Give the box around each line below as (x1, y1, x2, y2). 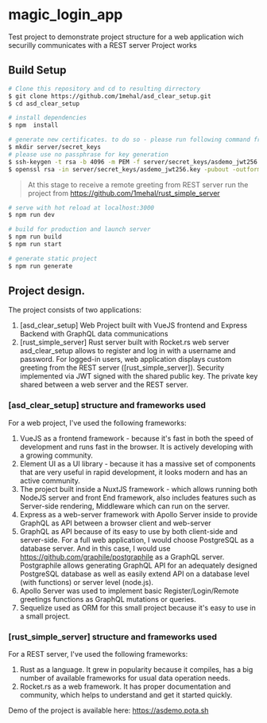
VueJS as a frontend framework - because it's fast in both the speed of (19, 433, 254, 443)
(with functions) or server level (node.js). (19, 577, 153, 587)
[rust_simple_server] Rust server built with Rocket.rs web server (19, 337, 230, 348)
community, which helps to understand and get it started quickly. (19, 690, 233, 700)
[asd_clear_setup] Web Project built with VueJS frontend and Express (19, 320, 248, 330)
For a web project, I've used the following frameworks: (8, 418, 187, 427)
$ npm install (8, 121, 59, 129)
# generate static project (8, 254, 98, 262)
